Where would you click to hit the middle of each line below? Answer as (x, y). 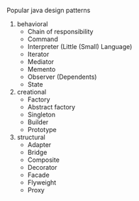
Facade (39, 175)
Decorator (42, 167)
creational (32, 92)
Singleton (41, 114)
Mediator (41, 62)
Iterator (38, 54)
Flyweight (42, 183)
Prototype (42, 130)
